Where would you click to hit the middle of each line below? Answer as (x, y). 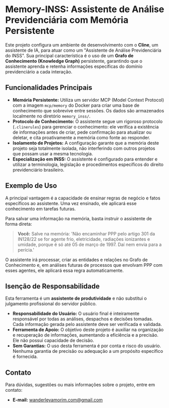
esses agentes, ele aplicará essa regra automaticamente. (65, 270)
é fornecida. (25, 357)
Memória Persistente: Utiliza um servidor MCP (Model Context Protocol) (88, 100)
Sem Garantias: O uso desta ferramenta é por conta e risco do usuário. (87, 346)
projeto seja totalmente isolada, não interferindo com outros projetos (84, 148)
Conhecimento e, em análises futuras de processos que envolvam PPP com (84, 265)
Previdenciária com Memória (67, 20)
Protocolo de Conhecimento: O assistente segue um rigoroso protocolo (88, 121)
